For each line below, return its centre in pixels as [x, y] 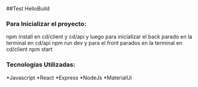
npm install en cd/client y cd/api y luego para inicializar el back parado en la [99, 37]
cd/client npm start [29, 49]
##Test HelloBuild [28, 9]
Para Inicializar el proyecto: [46, 24]
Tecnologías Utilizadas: [41, 65]
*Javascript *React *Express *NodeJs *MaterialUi [69, 78]
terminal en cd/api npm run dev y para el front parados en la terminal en [94, 43]
